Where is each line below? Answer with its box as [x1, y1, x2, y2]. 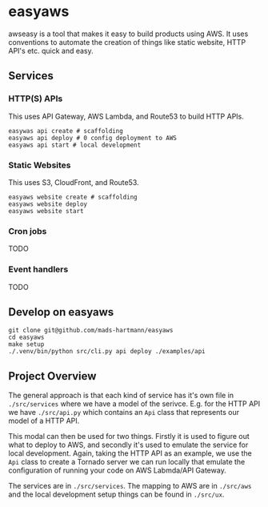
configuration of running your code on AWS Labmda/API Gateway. [8, 465, 226, 475]
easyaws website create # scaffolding [8, 193, 138, 201]
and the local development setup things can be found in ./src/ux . [8, 489, 225, 499]
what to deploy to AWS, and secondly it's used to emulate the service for [8, 440, 249, 450]
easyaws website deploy [8, 199, 88, 208]
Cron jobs [8, 225, 47, 236]
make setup [8, 340, 45, 348]
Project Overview [8, 369, 97, 383]
